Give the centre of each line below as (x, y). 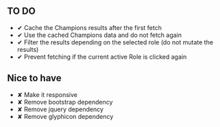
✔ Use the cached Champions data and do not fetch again (99, 35)
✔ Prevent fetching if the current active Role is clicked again (102, 57)
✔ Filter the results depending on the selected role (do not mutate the (115, 42)
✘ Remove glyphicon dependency (65, 116)
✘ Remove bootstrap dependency (65, 102)
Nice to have (34, 78)
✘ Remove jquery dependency (60, 109)
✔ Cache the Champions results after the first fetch (89, 27)
